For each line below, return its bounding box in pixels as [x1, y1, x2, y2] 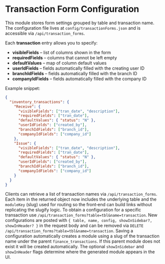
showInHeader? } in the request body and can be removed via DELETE [5, 222, 144, 228]
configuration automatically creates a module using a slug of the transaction [5, 233, 160, 239]
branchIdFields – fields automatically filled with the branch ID [12, 70, 137, 76]
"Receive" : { [14, 104, 41, 109]
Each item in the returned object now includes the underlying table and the [5, 196, 157, 202]
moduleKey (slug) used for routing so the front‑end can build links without [5, 202, 152, 208]
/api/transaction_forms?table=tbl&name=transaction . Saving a [5, 228, 133, 234]
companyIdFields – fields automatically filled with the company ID [12, 76, 147, 82]
